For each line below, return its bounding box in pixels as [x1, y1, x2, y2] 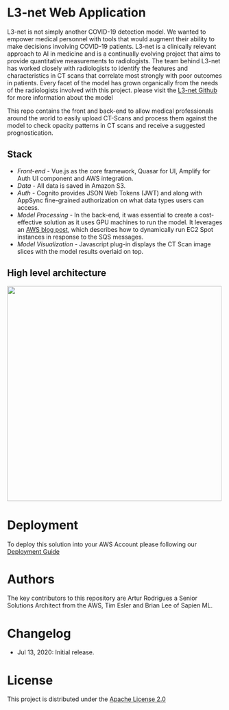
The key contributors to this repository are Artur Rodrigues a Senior [7, 594, 197, 603]
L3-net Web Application [7, 5, 146, 21]
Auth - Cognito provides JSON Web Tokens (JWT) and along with [16, 189, 202, 197]
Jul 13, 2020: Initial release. [16, 648, 95, 656]
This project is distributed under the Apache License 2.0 [7, 695, 166, 703]
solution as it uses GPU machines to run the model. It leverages [43, 218, 223, 226]
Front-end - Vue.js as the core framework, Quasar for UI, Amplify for [16, 166, 210, 175]
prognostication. [7, 129, 53, 137]
